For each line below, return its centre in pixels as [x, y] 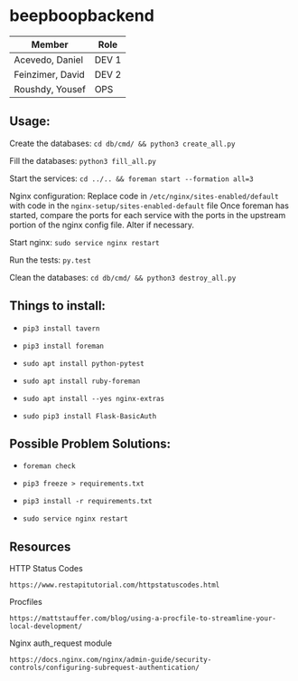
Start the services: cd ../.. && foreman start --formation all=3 [132, 178]
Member [50, 44]
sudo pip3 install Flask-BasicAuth [89, 416]
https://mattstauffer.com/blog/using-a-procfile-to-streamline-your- [143, 619]
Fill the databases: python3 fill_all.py [83, 160]
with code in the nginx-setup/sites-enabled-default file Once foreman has [149, 206]
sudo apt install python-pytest [83, 363]
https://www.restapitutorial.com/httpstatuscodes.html [115, 585]
